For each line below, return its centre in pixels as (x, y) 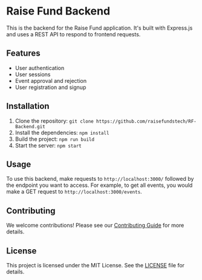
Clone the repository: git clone (54, 121)
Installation (28, 106)
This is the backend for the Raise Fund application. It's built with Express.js (99, 28)
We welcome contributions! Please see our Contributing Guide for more (95, 226)
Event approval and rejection (50, 80)
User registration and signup (50, 87)
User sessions (33, 74)
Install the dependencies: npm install (62, 132)
